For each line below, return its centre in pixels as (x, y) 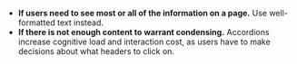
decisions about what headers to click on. (96, 51)
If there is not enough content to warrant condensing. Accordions (144, 32)
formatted (37, 23)
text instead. (81, 23)
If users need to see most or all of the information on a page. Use (143, 13)
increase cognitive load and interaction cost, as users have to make (144, 41)
